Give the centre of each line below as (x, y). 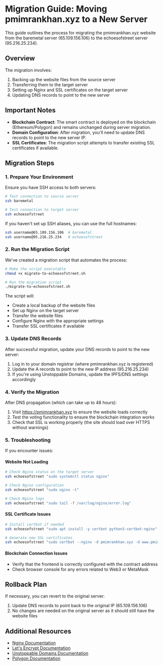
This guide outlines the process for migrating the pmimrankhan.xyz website (81, 33)
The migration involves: (28, 70)
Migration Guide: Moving (56, 9)
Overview (20, 59)
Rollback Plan (26, 584)
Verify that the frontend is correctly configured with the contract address (85, 564)
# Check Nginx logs (25, 499)
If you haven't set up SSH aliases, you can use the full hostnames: (71, 223)
